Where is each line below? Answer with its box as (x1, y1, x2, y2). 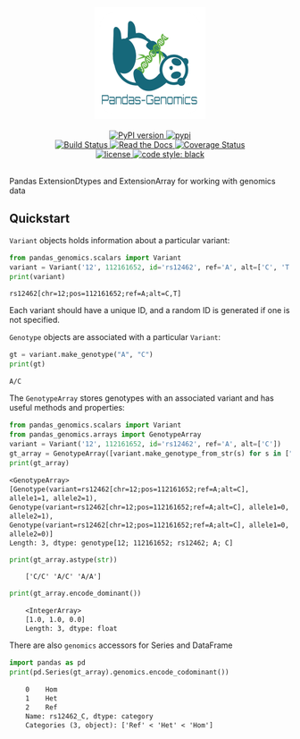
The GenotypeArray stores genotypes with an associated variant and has (9, 393, 274, 403)
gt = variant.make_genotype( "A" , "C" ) (9, 351, 154, 360)
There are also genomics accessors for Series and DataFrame (9, 640, 233, 650)
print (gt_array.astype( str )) (9, 555, 118, 565)
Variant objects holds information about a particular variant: (9, 234, 230, 245)
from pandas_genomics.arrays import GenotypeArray (9, 430, 202, 439)
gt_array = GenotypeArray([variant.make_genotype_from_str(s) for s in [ (9, 449, 290, 458)
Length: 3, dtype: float (25, 624, 118, 633)
